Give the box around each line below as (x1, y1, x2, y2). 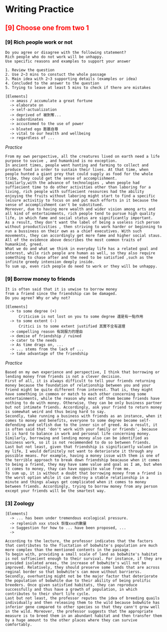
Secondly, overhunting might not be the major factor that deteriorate (5, 574, 157, 579)
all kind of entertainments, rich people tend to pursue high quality (5, 211, 155, 216)
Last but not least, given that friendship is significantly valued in (5, 445, 157, 450)
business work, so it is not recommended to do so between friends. (5, 440, 151, 445)
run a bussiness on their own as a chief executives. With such (5, 229, 142, 234)
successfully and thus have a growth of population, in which (5, 587, 137, 592)
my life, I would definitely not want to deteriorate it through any (5, 449, 153, 454)
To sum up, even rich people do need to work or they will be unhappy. (5, 264, 157, 269)
